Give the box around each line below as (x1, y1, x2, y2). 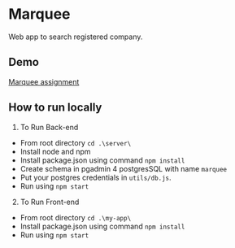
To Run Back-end (20, 122, 79, 132)
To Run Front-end (20, 197, 80, 207)
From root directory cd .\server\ (20, 137, 132, 147)
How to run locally (8, 101, 102, 115)
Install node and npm (20, 146, 91, 156)
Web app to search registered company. (8, 32, 143, 41)
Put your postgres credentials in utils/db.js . (20, 172, 172, 182)
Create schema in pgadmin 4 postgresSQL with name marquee (20, 163, 228, 173)
